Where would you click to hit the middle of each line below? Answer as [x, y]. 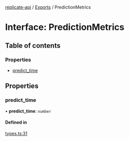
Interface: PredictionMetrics [65, 27]
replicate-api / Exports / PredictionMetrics [48, 7]
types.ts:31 [16, 133]
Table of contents [33, 45]
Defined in [16, 122]
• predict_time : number [28, 111]
